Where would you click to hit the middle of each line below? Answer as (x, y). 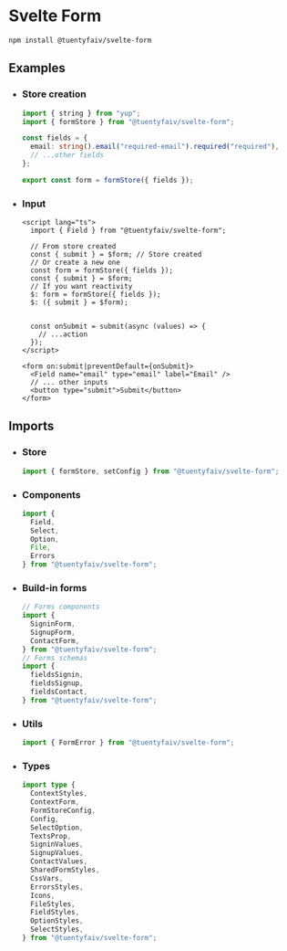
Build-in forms (54, 587)
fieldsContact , (59, 692)
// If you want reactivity (82, 287)
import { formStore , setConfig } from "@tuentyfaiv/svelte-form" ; (150, 471)
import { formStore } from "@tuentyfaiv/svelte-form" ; (128, 122)
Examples (37, 68)
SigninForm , (53, 624)
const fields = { (55, 138)
